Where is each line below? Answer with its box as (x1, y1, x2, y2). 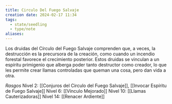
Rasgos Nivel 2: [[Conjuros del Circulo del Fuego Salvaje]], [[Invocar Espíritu (5, 82, 167, 89)
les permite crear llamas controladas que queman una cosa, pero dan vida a (5, 67, 166, 73)
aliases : (5, 31, 24, 36)
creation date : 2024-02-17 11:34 (5, 12, 77, 17)
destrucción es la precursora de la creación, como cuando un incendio (5, 51, 155, 57)
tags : (5, 17, 17, 22)
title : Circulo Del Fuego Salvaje (5, 7, 80, 13)
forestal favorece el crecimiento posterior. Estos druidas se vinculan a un (5, 56, 160, 62)
